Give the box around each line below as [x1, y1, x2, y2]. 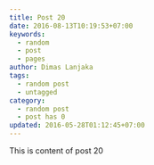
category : [9, 95, 46, 105]
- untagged [17, 87, 58, 96]
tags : [9, 71, 29, 80]
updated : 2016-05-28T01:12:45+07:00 [9, 121, 145, 130]
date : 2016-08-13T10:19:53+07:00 [9, 21, 134, 30]
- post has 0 [17, 112, 66, 121]
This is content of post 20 [9, 145, 104, 156]
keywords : [9, 29, 46, 38]
